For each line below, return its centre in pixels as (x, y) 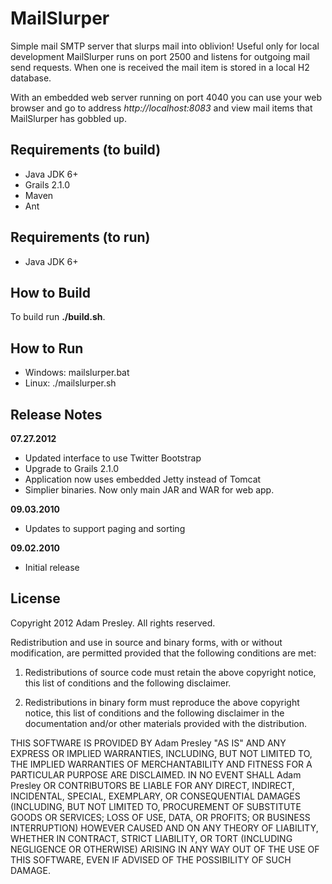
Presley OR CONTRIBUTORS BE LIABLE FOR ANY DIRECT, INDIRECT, (152, 785)
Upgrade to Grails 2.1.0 (72, 468)
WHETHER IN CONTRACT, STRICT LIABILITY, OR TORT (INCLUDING (151, 838)
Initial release (52, 567)
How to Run (47, 348)
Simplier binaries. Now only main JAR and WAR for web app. (149, 490)
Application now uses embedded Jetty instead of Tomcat (143, 479)
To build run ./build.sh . (58, 317)
